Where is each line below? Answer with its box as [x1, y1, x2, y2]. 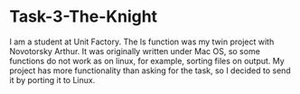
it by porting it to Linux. [9, 74, 96, 85]
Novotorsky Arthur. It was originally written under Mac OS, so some [9, 45, 260, 56]
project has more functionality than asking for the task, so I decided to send [9, 65, 291, 76]
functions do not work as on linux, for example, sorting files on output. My [9, 55, 285, 66]
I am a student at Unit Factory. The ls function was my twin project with [9, 36, 275, 47]
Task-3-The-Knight [9, 6, 158, 27]
